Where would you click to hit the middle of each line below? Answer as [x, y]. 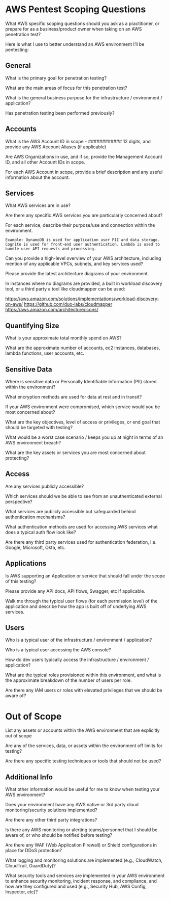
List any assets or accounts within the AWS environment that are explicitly [82, 730]
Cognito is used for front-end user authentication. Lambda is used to [82, 245]
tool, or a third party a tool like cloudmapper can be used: [65, 289]
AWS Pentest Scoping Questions [76, 9]
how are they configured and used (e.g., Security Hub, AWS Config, [76, 886]
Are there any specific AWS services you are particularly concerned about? [84, 216]
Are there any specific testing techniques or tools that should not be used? [83, 761]
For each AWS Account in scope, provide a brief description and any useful [84, 172]
